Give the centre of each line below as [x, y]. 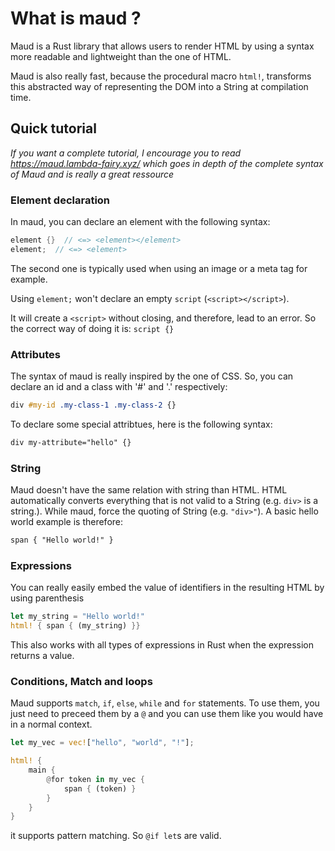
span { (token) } [100, 788]
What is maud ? [76, 18]
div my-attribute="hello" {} [71, 442]
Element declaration [60, 200]
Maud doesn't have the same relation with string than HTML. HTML [149, 490]
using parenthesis [47, 598]
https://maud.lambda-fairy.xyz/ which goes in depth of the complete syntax [167, 163]
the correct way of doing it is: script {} [92, 328]
